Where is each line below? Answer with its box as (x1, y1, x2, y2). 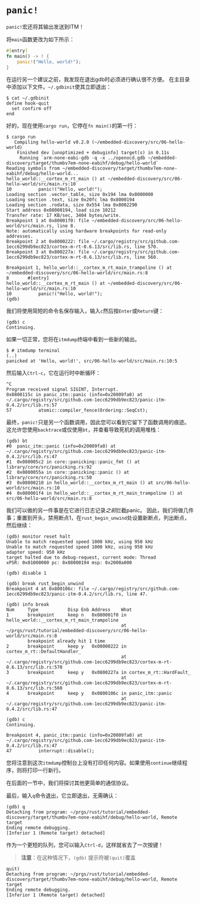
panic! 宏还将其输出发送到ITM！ (6, 23, 85, 30)
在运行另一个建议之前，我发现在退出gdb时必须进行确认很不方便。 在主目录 (6, 76, 190, 83)
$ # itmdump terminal (6, 348, 60, 354)
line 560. (134, 255, 159, 261)
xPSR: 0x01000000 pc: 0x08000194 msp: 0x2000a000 (6, 560, 133, 566)
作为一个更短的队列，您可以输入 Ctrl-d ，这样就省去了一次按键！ (6, 841, 164, 848)
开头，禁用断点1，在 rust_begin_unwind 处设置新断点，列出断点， (32, 514, 190, 522)
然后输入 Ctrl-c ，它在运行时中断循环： (6, 369, 101, 376)
